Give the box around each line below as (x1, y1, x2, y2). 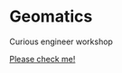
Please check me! (9, 53, 76, 64)
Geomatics (9, 6, 93, 27)
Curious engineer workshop (9, 36, 113, 47)
